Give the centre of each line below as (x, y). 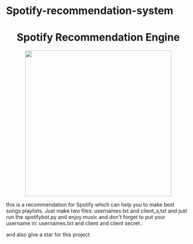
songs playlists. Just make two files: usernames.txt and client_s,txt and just (96, 211)
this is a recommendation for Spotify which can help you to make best (90, 205)
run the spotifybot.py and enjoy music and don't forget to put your (86, 217)
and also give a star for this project (48, 235)
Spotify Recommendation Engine (98, 38)
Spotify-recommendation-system (90, 11)
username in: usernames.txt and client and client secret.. (75, 224)
